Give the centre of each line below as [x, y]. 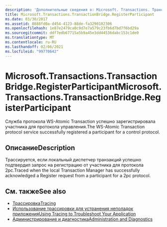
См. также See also [36, 191]
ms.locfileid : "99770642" [32, 51]
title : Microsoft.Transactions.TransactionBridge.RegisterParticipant [80, 14]
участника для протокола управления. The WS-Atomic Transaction [75, 127]
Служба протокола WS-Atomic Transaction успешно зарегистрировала [80, 121]
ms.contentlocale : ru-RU [31, 42]
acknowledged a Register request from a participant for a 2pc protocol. [78, 176]
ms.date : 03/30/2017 [27, 19]
